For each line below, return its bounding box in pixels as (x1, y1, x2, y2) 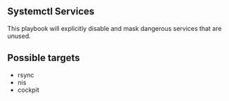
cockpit (17, 86, 40, 94)
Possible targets (7, 52, 81, 64)
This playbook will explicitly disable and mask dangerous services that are (7, 24, 222, 32)
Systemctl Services (7, 6, 95, 18)
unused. (7, 32, 31, 40)
